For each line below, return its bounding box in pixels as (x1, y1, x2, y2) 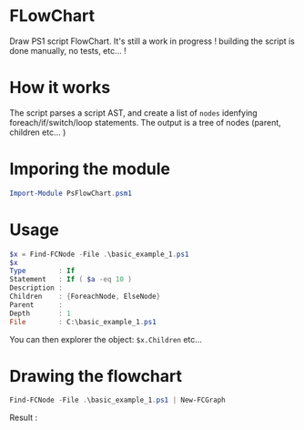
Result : (9, 412, 38, 424)
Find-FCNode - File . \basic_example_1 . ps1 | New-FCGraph (9, 395, 226, 405)
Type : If (9, 266, 76, 276)
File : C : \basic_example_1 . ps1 (9, 317, 157, 326)
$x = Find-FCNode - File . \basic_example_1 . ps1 (9, 250, 189, 259)
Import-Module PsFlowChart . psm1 (9, 189, 132, 198)
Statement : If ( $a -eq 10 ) (9, 275, 132, 284)
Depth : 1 (9, 309, 71, 318)
